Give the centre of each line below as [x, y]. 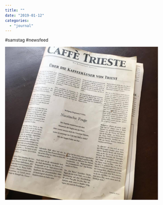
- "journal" [22, 26]
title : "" [15, 10]
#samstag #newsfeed [27, 40]
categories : [17, 20]
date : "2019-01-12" [25, 15]
